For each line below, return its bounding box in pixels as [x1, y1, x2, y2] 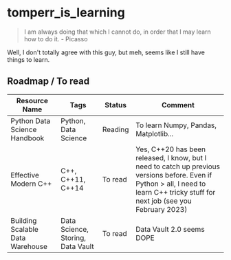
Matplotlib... [135, 129, 174, 138]
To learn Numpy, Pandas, [135, 120, 217, 130]
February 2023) [135, 204, 188, 214]
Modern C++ [10, 179, 52, 188]
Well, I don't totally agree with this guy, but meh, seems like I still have [7, 48, 205, 56]
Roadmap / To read [7, 76, 90, 87]
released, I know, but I [135, 153, 207, 162]
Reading [102, 124, 129, 134]
